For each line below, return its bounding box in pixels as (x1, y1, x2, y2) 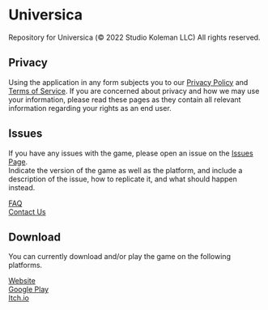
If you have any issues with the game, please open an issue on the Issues (8, 148, 253, 158)
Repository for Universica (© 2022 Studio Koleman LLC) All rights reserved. (8, 32, 261, 42)
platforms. (8, 261, 43, 270)
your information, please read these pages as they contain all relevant (8, 95, 241, 104)
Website (8, 276, 36, 286)
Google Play (8, 285, 49, 295)
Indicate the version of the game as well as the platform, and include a (8, 165, 243, 175)
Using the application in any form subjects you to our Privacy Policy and (8, 77, 249, 87)
